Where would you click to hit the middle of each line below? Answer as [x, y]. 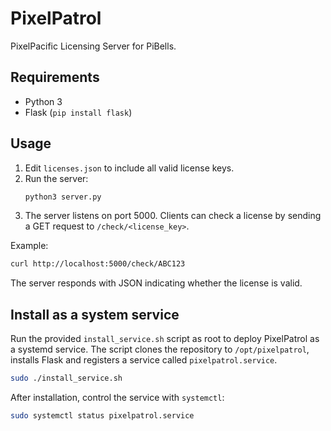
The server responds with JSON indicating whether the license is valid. [156, 283]
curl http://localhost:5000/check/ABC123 [98, 264]
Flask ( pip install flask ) [78, 112]
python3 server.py [63, 197]
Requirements [55, 77]
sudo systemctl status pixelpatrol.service [102, 416]
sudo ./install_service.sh [66, 378]
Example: [29, 246]
